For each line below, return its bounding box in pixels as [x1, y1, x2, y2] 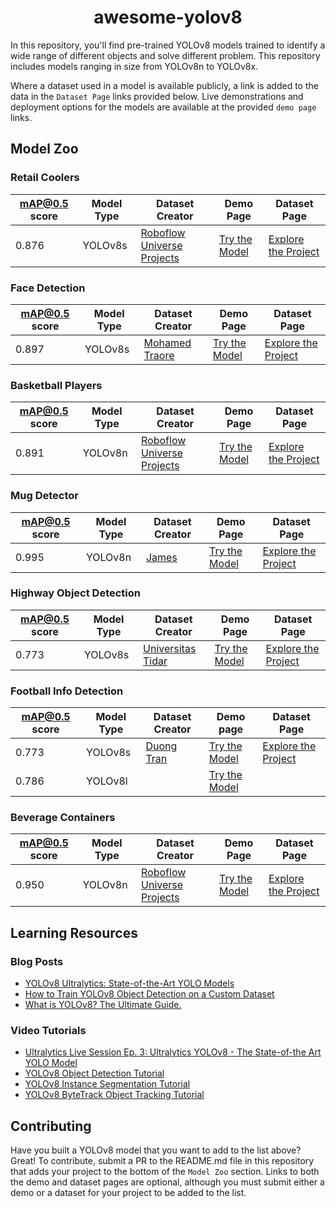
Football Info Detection [10, 684, 124, 698]
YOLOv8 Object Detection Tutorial [24, 1067, 165, 1080]
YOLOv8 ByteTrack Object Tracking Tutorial [24, 1089, 205, 1101]
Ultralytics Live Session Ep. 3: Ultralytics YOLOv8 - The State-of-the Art [24, 1046, 322, 1058]
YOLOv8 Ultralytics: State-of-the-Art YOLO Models [24, 977, 235, 990]
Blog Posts [10, 954, 64, 968]
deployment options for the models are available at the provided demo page [10, 101, 317, 113]
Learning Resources [10, 924, 138, 941]
